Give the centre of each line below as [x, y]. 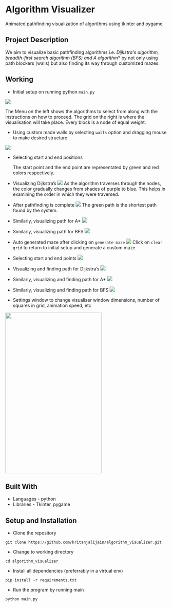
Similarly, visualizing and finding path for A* [59, 279]
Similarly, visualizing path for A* [47, 221]
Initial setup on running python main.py [54, 91]
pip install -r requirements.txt [41, 580]
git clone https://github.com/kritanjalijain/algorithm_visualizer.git [83, 542]
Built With [21, 486]
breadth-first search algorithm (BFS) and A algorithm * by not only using [82, 58]
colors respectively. [34, 173]
